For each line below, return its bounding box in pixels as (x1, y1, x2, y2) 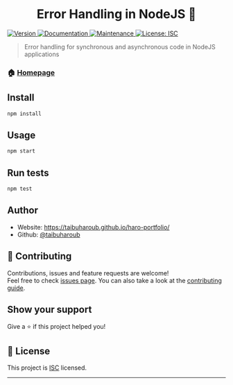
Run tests (7, 166, 49, 179)
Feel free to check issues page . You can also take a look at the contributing (7, 276, 222, 284)
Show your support (7, 303, 92, 315)
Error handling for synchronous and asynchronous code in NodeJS (24, 42, 216, 51)
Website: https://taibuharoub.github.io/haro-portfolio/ (17, 223, 170, 231)
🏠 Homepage (7, 67, 55, 77)
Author (7, 205, 38, 216)
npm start (7, 148, 36, 155)
